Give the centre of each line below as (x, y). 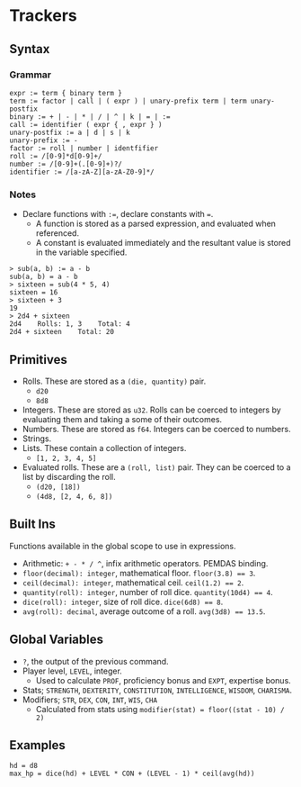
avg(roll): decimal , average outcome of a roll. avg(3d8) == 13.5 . (144, 611)
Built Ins (33, 525)
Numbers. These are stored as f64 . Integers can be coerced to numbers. (156, 429)
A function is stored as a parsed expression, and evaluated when (156, 224)
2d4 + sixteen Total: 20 (62, 332)
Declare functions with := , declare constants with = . (118, 214)
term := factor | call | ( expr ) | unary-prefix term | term (128, 101)
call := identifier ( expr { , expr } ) (86, 124)
